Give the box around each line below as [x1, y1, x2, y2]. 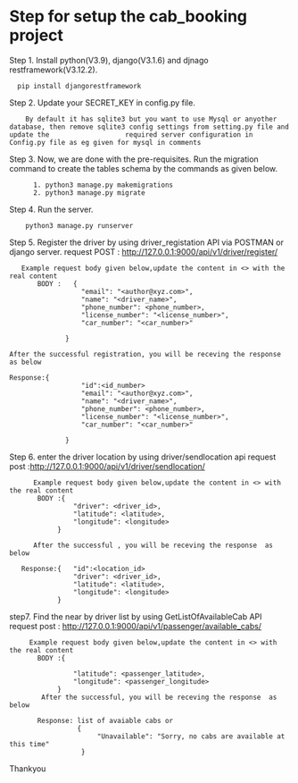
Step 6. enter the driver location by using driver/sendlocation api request [9, 451, 277, 462]
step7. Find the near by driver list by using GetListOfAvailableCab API [9, 610, 262, 622]
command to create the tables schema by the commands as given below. [9, 163, 278, 173]
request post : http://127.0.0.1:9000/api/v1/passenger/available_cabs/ [9, 620, 261, 631]
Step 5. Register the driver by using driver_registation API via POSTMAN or [9, 237, 284, 248]
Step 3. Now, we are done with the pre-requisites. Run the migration [9, 154, 259, 164]
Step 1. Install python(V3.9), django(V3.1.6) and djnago [9, 55, 209, 65]
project [9, 25, 64, 46]
